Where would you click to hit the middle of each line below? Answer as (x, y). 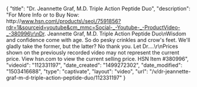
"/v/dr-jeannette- (170, 71)
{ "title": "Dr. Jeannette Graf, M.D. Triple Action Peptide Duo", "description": (99, 9)
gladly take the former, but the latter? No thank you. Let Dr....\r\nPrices (92, 46)
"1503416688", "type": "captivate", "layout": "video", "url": (77, 71)
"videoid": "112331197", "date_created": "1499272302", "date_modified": (94, 65)
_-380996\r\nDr (25, 34)
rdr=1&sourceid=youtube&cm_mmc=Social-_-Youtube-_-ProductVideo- (93, 27)
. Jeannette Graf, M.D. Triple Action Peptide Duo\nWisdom (115, 34)
